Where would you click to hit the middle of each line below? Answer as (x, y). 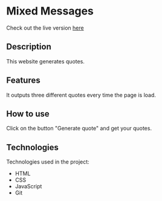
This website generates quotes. (45, 61)
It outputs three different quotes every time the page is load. (81, 95)
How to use (28, 114)
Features (23, 81)
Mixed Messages (50, 11)
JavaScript (28, 187)
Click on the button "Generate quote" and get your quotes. (79, 129)
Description (29, 47)
